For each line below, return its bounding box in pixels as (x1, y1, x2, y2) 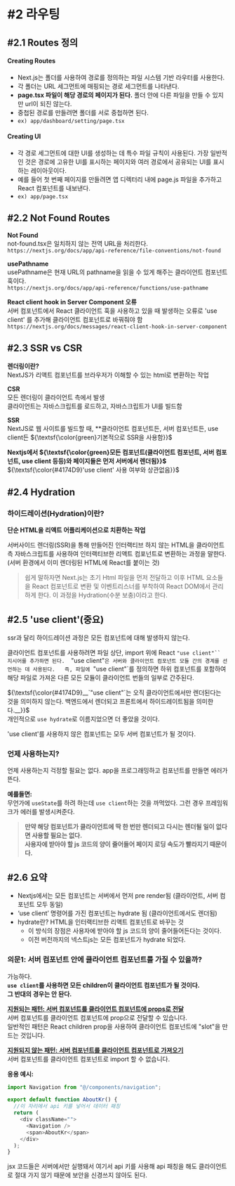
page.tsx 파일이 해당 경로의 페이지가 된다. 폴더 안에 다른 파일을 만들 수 (17, 91, 211, 99)
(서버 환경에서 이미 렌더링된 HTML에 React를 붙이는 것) (7, 558, 160, 567)
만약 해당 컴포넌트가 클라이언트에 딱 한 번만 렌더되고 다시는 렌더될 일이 (24, 823, 215, 831)
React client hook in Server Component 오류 (7, 297, 137, 306)
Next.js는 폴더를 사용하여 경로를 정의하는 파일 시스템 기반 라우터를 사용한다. (17, 73, 225, 82)
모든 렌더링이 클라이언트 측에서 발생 (7, 393, 105, 401)
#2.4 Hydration (7, 486, 76, 498)
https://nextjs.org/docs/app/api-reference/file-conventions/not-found (7, 247, 221, 254)
